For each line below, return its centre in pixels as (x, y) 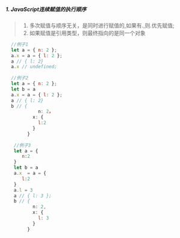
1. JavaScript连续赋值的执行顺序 (46, 9)
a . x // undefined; (34, 67)
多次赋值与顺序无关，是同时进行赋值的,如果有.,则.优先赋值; (102, 25)
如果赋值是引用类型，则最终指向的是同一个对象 (87, 33)
